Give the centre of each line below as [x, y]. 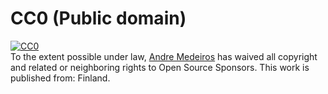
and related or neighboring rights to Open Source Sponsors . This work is [160, 67]
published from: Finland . [60, 78]
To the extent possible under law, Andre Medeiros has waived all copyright [164, 56]
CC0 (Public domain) [98, 18]
